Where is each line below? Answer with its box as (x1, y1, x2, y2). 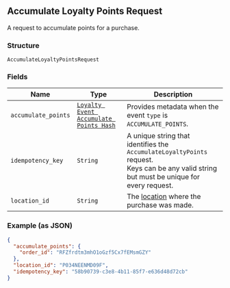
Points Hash (77, 122, 116, 129)
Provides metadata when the (126, 102, 219, 112)
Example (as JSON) (7, 221, 73, 231)
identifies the (126, 140, 169, 149)
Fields (7, 72, 28, 81)
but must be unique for (126, 172, 201, 182)
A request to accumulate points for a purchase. (7, 23, 140, 31)
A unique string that (126, 131, 190, 141)
